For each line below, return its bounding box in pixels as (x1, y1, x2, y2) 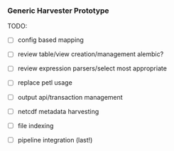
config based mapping (17, 36, 84, 44)
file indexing (17, 121, 54, 130)
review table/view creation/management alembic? (17, 50, 164, 58)
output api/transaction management (17, 93, 123, 101)
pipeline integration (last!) (17, 135, 93, 144)
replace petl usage (17, 78, 72, 87)
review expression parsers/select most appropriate (17, 64, 167, 73)
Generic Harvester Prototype (7, 6, 109, 16)
